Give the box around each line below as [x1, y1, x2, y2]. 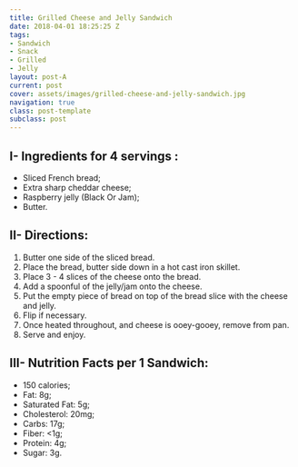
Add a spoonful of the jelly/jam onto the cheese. [22, 281, 203, 292]
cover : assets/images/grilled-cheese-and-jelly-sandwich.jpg [9, 89, 246, 98]
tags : [9, 30, 30, 39]
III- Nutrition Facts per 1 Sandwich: [9, 355, 209, 371]
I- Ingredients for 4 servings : [9, 148, 179, 164]
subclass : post [9, 114, 67, 124]
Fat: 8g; [22, 389, 52, 400]
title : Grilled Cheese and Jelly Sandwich [9, 13, 173, 23]
